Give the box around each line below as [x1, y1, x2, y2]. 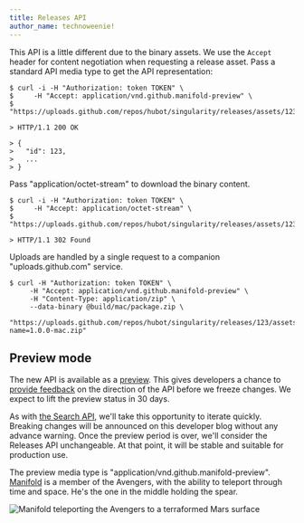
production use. [9, 450, 69, 461]
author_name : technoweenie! [9, 22, 116, 31]
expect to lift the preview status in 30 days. [9, 394, 170, 404]
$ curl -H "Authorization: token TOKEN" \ [9, 278, 172, 288]
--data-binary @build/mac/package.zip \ [29, 302, 184, 311]
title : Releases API [9, 13, 88, 23]
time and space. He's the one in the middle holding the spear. [9, 486, 238, 498]
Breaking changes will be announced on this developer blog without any [9, 421, 279, 432]
